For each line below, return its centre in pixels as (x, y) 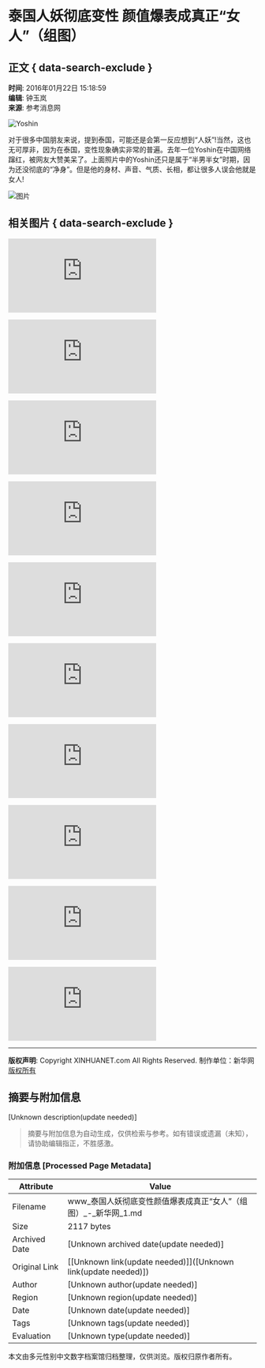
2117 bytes (89, 1226)
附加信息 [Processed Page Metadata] (80, 1165)
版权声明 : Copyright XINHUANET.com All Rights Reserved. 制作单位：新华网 (131, 1060)
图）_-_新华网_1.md (105, 1212)
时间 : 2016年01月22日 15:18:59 (57, 88)
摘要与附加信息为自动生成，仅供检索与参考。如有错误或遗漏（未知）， (140, 1133)
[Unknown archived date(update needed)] (146, 1244)
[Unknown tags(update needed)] (129, 1323)
